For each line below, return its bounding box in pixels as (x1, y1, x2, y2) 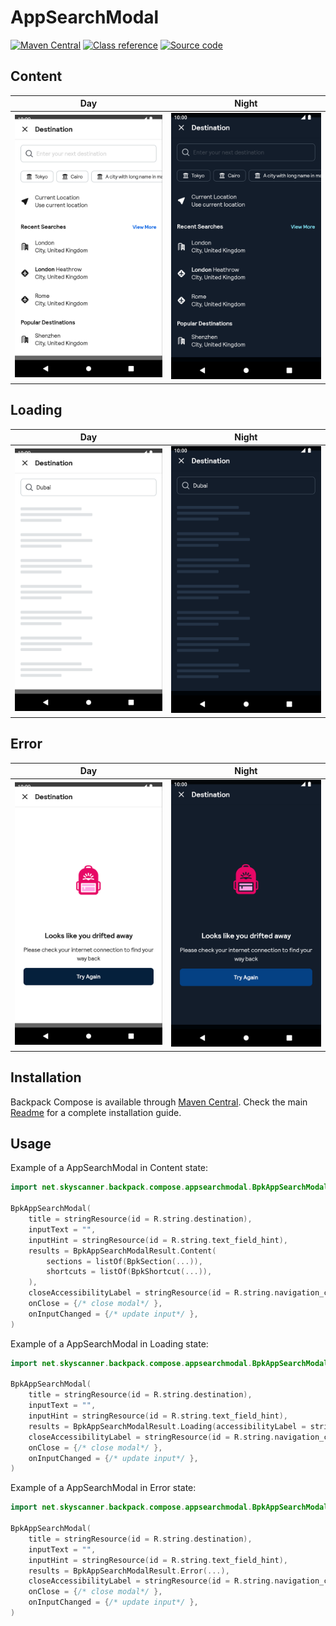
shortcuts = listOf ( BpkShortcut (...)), (46, 1267, 213, 1277)
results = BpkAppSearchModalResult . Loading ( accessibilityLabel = (28, 1421, 307, 1431)
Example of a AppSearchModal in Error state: (10, 1482, 197, 1494)
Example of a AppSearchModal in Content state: (10, 1162, 209, 1174)
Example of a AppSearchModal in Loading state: (10, 1337, 209, 1350)
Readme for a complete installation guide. (10, 1106, 182, 1118)
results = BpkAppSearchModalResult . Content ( (28, 1246, 217, 1256)
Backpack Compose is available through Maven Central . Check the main (10, 1096, 308, 1108)
